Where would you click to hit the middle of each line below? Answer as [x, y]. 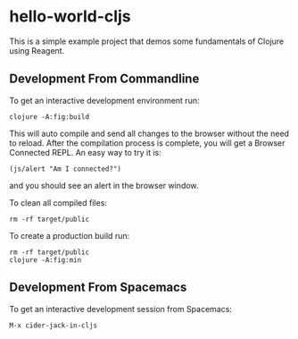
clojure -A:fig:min [46, 260]
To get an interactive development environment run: [104, 100]
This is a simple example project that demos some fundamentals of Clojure [146, 41]
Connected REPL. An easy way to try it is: [86, 152]
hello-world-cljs [70, 17]
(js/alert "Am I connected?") [66, 169]
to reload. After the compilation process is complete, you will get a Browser [147, 143]
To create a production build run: [70, 235]
